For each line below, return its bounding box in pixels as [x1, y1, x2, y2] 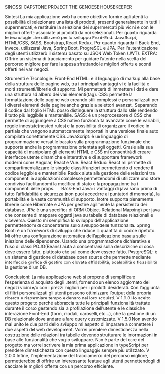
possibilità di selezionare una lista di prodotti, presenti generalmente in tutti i [5, 19, 160, 25]
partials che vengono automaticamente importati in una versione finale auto [5, 128, 159, 134]
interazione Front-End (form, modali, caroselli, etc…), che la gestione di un [5, 311, 156, 316]
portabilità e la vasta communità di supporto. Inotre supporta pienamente [5, 196, 154, 202]
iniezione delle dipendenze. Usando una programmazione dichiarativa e [5, 238, 151, 244]
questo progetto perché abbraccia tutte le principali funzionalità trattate [5, 300, 150, 306]
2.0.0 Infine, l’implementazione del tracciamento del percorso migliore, [5, 353, 149, 358]
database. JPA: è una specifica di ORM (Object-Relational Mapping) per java [5, 207, 160, 213]
